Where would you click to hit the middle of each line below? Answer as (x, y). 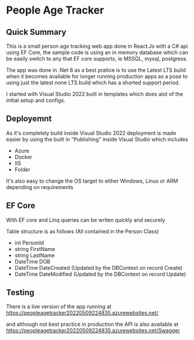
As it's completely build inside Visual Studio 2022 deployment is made (91, 133)
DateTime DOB (33, 261)
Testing (20, 293)
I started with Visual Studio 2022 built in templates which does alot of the (95, 94)
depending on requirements (40, 187)
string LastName (34, 255)
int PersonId (29, 243)
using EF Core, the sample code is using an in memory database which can (97, 52)
